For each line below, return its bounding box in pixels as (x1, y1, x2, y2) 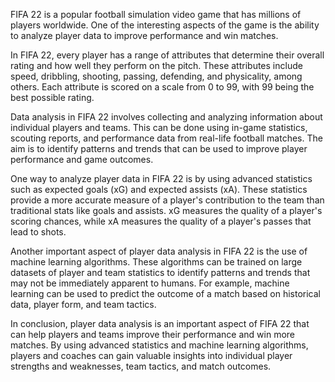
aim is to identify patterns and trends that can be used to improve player (10, 143, 308, 154)
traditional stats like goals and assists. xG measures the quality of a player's (10, 205, 323, 216)
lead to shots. (10, 226, 67, 238)
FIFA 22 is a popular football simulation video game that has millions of (10, 9, 302, 20)
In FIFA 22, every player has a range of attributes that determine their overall (10, 49, 325, 61)
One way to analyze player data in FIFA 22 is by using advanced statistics (10, 173, 313, 184)
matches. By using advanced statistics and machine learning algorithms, (10, 339, 309, 351)
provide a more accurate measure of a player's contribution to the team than (10, 194, 325, 206)
